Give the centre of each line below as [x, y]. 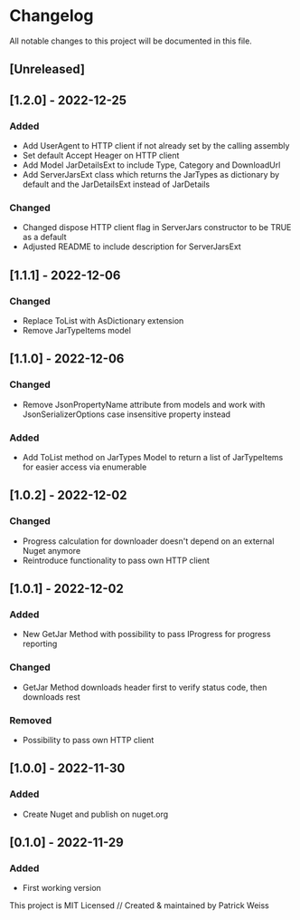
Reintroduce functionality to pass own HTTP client [116, 560]
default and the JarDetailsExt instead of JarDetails [116, 184]
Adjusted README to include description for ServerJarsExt [131, 247]
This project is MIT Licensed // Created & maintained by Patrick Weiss [139, 905]
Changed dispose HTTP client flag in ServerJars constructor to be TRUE [157, 228]
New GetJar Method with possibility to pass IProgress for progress [146, 634]
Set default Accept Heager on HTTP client [101, 156]
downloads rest [52, 697]
